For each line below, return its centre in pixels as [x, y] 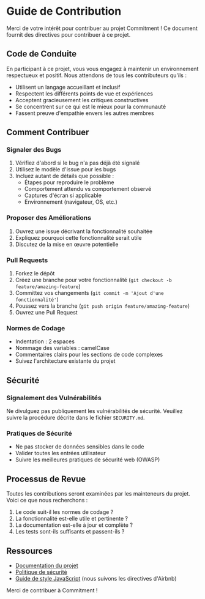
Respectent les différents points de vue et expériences [84, 94]
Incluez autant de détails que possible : [65, 176]
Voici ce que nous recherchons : [47, 500]
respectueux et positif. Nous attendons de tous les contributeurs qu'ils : [96, 75]
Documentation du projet [47, 565]
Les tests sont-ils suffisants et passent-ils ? [70, 532]
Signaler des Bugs [34, 150]
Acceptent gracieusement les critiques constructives [82, 100]
